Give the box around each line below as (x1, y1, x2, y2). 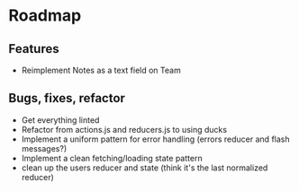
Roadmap (8, 5, 82, 26)
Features (8, 41, 59, 56)
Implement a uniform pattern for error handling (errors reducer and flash (21, 134, 290, 144)
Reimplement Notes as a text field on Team (21, 65, 181, 75)
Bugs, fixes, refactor (8, 91, 125, 106)
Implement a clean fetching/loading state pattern (21, 152, 204, 163)
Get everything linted (21, 114, 100, 126)
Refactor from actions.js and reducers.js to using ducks (21, 124, 227, 135)
